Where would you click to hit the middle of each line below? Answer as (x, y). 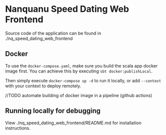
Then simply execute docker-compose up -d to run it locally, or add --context (83, 80)
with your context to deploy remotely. (43, 86)
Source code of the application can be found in (53, 33)
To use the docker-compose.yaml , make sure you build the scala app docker (82, 66)
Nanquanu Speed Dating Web (67, 9)
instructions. (18, 128)
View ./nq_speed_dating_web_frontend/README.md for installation (73, 123)
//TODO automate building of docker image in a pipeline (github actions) (79, 95)
